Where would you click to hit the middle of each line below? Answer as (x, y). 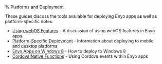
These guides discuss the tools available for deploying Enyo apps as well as (81, 16)
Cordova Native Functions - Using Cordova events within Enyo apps (80, 56)
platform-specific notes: (29, 21)
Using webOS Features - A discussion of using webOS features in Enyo (83, 31)
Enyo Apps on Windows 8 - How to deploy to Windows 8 (69, 51)
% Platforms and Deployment (35, 7)
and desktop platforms (35, 46)
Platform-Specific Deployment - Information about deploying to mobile (83, 41)
